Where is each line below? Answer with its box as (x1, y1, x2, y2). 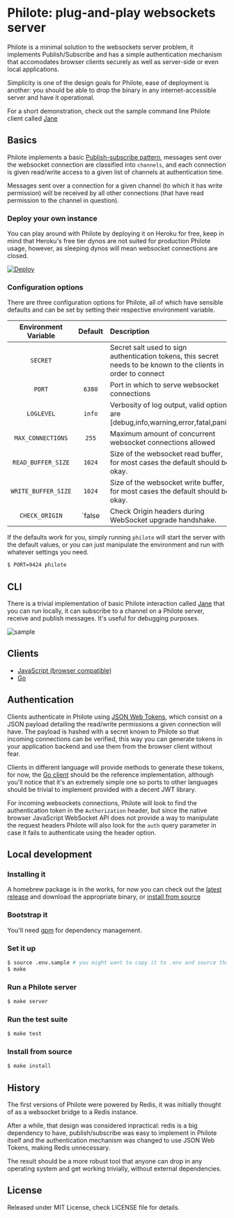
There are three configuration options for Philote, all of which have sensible (7, 298, 224, 307)
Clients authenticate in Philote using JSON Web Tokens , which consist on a (7, 713, 223, 721)
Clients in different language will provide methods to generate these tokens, (7, 763, 225, 771)
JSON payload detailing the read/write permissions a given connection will (7, 720, 221, 728)
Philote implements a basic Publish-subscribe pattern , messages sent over (7, 153, 222, 161)
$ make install (7, 1063, 52, 1069)
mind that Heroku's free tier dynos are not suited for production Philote (7, 237, 211, 245)
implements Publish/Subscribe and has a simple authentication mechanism (7, 50, 223, 59)
